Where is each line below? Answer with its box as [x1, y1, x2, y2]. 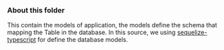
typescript [7, 36, 36, 44]
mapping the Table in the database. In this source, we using [7, 28, 176, 36]
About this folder [7, 5, 65, 15]
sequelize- [177, 28, 208, 36]
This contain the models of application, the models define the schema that [7, 21, 218, 29]
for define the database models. [37, 36, 128, 44]
